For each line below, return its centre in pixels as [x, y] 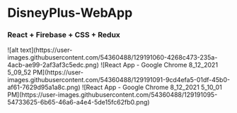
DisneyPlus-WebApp [70, 13]
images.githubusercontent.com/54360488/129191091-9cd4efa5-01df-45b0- [119, 80]
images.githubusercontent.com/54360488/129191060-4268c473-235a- [112, 58]
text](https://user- [46, 50]
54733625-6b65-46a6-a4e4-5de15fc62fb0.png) [79, 102]
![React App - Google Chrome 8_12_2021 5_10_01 [152, 87]
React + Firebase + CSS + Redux [64, 35]
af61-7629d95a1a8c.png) [44, 87]
